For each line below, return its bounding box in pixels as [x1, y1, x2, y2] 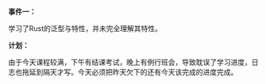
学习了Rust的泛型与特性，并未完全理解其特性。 [8, 24, 163, 33]
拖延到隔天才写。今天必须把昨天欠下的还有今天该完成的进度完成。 [21, 67, 238, 77]
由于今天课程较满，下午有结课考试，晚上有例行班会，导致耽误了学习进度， [8, 58, 252, 67]
